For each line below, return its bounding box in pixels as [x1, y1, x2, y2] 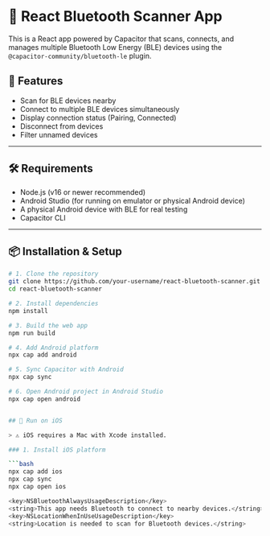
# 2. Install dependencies [8, 299, 99, 307]
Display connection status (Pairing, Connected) [19, 113, 177, 122]
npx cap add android [8, 351, 78, 359]
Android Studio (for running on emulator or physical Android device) [19, 196, 246, 205]
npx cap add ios [8, 468, 63, 476]
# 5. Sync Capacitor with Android [8, 365, 125, 373]
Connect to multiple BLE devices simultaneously [19, 104, 180, 113]
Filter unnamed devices [19, 130, 98, 139]
